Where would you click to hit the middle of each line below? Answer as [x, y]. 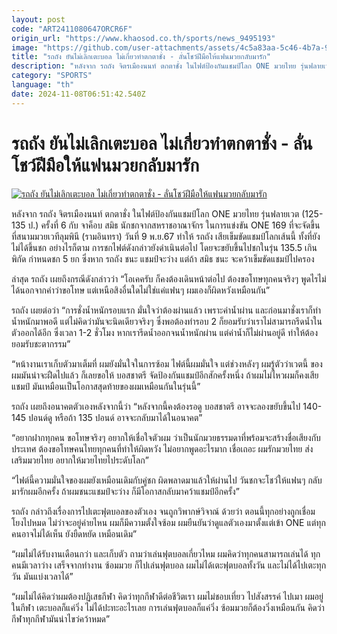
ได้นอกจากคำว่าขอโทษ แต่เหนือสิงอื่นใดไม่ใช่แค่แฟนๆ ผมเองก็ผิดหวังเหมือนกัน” [141, 290]
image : [25, 47]
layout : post [38, 19]
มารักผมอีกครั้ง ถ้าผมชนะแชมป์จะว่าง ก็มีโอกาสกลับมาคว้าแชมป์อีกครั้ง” [125, 491]
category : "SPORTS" [52, 76]
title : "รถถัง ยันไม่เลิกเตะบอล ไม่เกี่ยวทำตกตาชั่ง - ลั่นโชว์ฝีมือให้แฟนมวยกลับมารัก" [141, 57]
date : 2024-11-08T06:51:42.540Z [78, 94]
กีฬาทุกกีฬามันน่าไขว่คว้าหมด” [61, 618]
